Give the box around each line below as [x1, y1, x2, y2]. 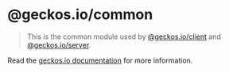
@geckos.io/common [7, 6, 153, 24]
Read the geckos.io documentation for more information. [7, 56, 193, 65]
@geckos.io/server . [26, 40, 91, 49]
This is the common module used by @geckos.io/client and [26, 32, 222, 41]
